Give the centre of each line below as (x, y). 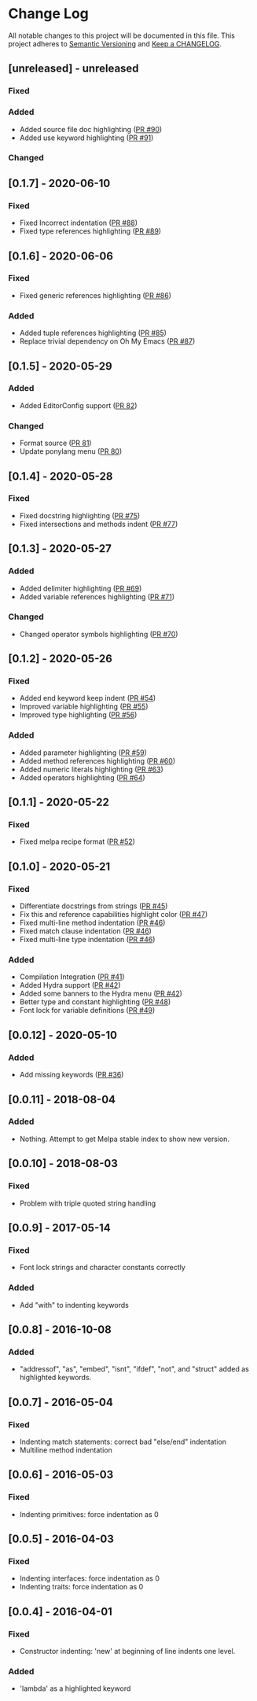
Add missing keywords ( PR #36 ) (72, 1075)
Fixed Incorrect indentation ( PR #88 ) (79, 223)
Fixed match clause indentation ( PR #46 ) (85, 931)
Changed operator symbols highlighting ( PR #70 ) (99, 634)
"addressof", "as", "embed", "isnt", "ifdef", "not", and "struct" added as (134, 1369)
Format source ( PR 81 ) (55, 443)
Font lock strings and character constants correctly (103, 1268)
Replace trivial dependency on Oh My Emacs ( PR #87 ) (107, 341)
